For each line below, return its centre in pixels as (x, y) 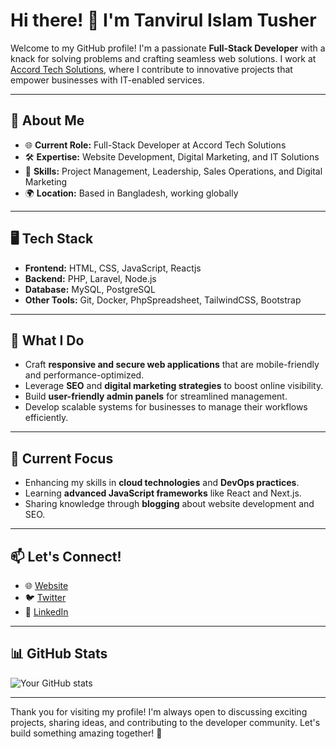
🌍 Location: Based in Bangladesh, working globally (131, 193)
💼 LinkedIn (46, 612)
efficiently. (46, 418)
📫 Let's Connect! (66, 556)
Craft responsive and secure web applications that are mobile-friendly (172, 365)
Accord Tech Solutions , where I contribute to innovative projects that (151, 69)
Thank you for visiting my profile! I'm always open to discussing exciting (159, 711)
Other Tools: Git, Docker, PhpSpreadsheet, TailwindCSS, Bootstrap (163, 300)
